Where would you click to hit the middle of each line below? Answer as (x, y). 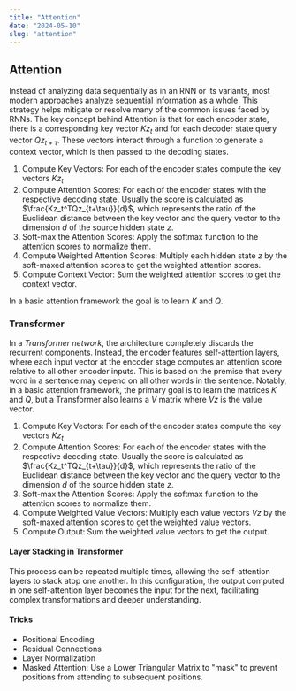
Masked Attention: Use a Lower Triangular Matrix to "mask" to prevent (150, 668)
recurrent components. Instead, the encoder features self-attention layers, (144, 352)
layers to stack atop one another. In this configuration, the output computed (147, 580)
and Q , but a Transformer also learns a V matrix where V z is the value (136, 399)
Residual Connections (61, 649)
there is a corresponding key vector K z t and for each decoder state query (143, 129)
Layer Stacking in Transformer (66, 552)
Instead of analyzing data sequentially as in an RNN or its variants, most (140, 91)
